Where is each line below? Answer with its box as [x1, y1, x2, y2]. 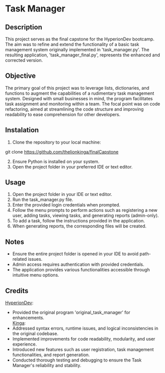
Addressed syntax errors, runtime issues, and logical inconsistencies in [12, 325, 159, 332]
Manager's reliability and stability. [12, 363, 82, 369]
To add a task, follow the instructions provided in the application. [12, 218, 145, 224]
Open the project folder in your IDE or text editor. [12, 191, 112, 197]
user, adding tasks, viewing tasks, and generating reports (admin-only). [12, 212, 159, 218]
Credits [5, 286, 29, 295]
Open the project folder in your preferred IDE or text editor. [12, 164, 133, 170]
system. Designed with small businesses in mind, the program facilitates [5, 95, 153, 101]
